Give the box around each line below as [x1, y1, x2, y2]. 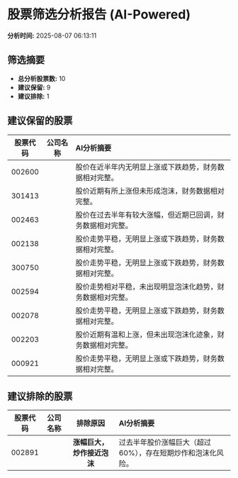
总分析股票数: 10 [17, 74, 66, 82]
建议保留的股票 [7, 115, 73, 127]
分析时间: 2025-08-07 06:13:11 [7, 31, 97, 40]
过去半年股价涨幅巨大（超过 [118, 438, 211, 448]
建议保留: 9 [17, 83, 51, 91]
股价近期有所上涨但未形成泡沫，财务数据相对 [75, 186, 225, 196]
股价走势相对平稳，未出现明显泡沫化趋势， [75, 282, 217, 291]
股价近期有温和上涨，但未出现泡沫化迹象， [75, 329, 217, 339]
